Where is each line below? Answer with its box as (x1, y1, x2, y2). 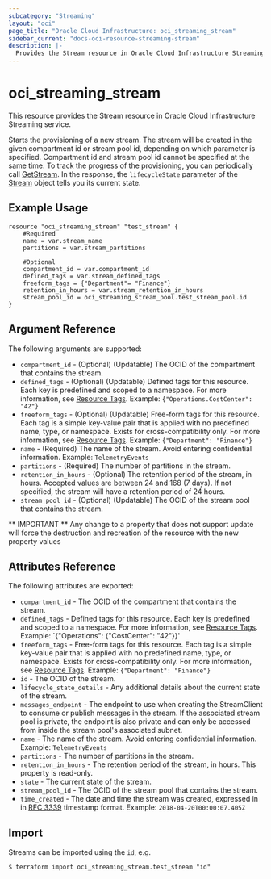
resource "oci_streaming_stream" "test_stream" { (8, 223, 179, 231)
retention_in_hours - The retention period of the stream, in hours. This (19, 760, 256, 769)
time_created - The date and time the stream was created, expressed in (19, 794, 259, 804)
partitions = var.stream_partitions (23, 244, 147, 252)
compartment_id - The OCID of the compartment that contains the (19, 596, 236, 606)
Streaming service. (8, 119, 71, 129)
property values (8, 536, 61, 546)
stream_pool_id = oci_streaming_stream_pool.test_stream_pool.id (23, 293, 248, 301)
